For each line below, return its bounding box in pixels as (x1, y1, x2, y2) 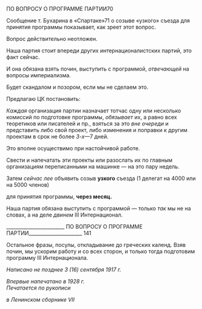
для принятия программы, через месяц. (6, 193, 112, 200)
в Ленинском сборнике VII (6, 296, 75, 303)
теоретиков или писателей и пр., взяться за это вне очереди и (6, 120, 169, 127)
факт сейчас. (6, 54, 41, 60)
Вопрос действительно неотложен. (6, 35, 98, 42)
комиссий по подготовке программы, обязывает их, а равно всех (6, 114, 177, 120)
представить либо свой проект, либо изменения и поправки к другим (6, 127, 188, 133)
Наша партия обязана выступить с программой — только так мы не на (6, 205, 191, 212)
